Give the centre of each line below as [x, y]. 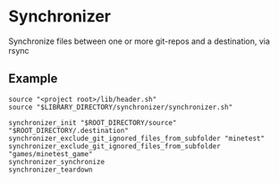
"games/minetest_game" [51, 154]
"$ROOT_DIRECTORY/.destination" [68, 130]
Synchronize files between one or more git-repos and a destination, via [139, 41]
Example [33, 79]
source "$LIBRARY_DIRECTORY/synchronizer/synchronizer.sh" [121, 107]
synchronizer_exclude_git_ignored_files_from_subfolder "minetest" [137, 138]
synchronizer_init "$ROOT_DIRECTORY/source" [93, 122]
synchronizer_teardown [51, 170]
